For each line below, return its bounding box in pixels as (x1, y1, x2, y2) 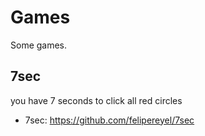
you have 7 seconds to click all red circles (10, 94, 183, 106)
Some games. (10, 39, 68, 51)
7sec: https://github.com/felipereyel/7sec (24, 114, 195, 126)
